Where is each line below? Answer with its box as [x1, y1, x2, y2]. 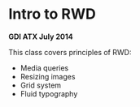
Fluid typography [20, 88, 78, 98]
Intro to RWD [8, 5, 96, 24]
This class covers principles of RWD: [8, 47, 132, 57]
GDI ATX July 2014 [8, 32, 73, 41]
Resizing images [20, 71, 76, 81]
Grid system [20, 80, 62, 90]
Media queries [20, 62, 69, 73]
